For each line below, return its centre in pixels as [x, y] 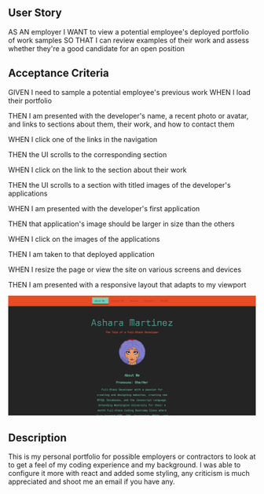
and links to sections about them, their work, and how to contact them [121, 124]
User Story [35, 13]
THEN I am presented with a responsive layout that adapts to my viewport [127, 284]
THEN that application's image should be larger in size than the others [121, 224]
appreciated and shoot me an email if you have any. [92, 481]
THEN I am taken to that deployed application [81, 254]
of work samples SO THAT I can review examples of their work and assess [129, 40]
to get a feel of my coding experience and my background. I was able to [125, 465]
